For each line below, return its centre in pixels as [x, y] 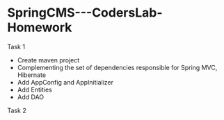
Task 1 [16, 46]
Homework [40, 27]
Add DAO [31, 97]
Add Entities [34, 89]
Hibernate [32, 75]
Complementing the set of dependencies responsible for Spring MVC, [117, 67]
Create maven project [48, 60]
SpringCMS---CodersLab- [85, 13]
